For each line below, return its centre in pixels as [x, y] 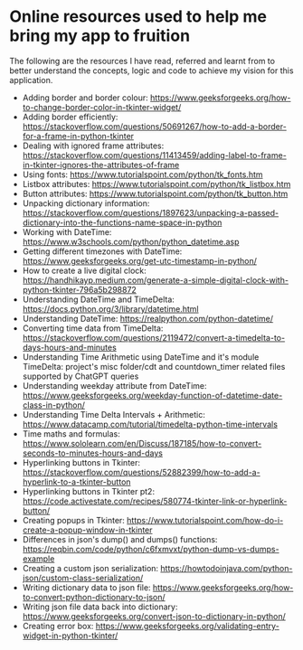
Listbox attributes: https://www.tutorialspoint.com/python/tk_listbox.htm [156, 184]
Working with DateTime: [67, 231]
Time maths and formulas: [71, 433]
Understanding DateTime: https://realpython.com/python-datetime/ [148, 318]
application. [31, 80]
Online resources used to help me [138, 17]
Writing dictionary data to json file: [86, 587]
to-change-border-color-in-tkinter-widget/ [102, 107]
